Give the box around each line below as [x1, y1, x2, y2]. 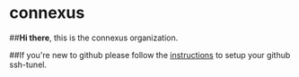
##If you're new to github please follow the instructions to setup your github [9, 49, 291, 60]
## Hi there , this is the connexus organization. [9, 32, 179, 43]
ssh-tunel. [9, 59, 48, 70]
